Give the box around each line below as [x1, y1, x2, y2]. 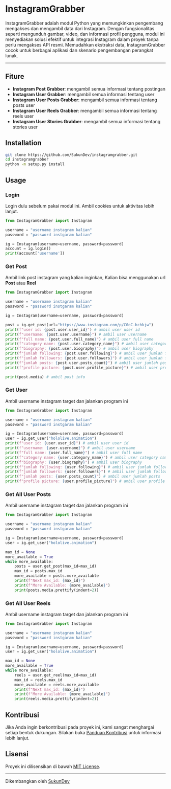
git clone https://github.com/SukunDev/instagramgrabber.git [5, 152, 138, 157]
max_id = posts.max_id [14, 569, 63, 574]
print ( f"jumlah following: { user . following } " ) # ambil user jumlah [5, 464, 152, 469]
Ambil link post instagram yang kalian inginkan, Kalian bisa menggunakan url [5, 275, 166, 281]
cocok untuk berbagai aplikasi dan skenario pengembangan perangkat [5, 47, 154, 53]
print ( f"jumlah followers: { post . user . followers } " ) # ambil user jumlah [5, 356, 163, 361]
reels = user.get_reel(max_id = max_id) [14, 672, 97, 678]
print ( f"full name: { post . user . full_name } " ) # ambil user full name [5, 336, 154, 342]
